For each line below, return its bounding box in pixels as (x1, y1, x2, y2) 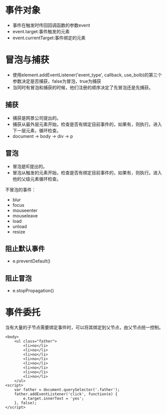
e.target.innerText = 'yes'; (23, 396, 84, 401)
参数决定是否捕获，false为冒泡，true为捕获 (12, 78, 101, 84)
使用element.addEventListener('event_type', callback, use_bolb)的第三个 (12, 71, 162, 78)
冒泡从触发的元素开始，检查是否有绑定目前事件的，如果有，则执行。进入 (12, 170, 162, 176)
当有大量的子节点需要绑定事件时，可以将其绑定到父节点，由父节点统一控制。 (5, 324, 163, 330)
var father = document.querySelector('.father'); (14, 387, 120, 392)
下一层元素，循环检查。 (12, 127, 61, 133)
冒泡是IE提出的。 (12, 163, 48, 169)
